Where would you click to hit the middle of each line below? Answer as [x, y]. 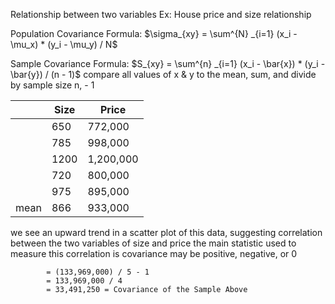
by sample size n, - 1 [52, 85]
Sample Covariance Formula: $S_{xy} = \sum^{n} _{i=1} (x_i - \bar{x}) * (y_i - [168, 63]
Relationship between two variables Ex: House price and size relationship [161, 14]
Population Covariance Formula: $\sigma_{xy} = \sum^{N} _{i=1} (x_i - [154, 33]
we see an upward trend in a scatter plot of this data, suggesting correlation [166, 232]
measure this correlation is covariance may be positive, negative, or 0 [154, 253]
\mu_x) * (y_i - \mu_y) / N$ [64, 44]
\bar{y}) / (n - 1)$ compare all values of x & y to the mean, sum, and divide [163, 74]
